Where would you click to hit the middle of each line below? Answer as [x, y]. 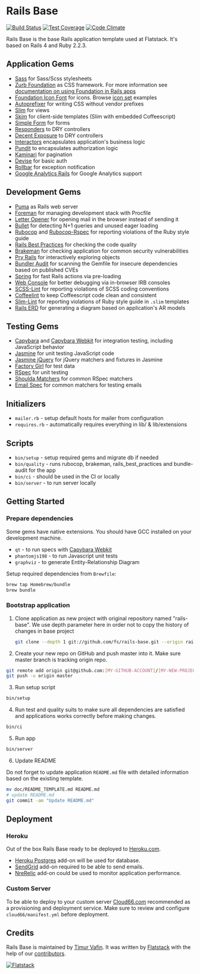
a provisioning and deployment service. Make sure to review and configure [98, 908]
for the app [42, 470]
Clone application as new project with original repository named [93, 618]
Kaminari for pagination [43, 154]
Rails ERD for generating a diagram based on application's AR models [100, 307]
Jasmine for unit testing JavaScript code [64, 353]
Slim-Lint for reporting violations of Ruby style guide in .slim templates [102, 301]
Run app [25, 738]
